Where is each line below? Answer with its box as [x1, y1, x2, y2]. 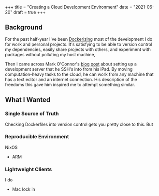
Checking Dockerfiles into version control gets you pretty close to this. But [5, 121, 153, 127]
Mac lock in [12, 186, 35, 192]
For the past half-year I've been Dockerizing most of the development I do [5, 36, 153, 42]
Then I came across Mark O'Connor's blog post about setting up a [5, 61, 137, 67]
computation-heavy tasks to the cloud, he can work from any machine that [5, 71, 154, 77]
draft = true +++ [13, 9, 46, 15]
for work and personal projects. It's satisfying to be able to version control [5, 41, 152, 47]
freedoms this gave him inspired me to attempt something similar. [5, 82, 135, 87]
